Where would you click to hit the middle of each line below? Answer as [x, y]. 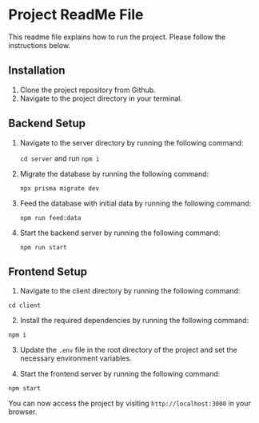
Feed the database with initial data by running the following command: [135, 203]
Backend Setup [47, 124]
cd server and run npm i [60, 158]
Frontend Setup [48, 271]
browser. [23, 412]
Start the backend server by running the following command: [120, 233]
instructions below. [39, 45]
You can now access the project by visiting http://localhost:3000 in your [130, 403]
